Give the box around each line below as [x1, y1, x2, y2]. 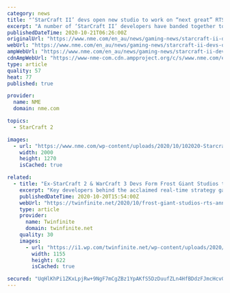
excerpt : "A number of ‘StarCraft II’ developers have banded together [7, 23, 216, 29]
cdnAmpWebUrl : [7, 55, 48, 62]
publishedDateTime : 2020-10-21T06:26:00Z [7, 29, 127, 36]
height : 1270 [19, 155, 57, 162]
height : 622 [31, 257, 66, 264]
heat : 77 [7, 73, 32, 81]
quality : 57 [7, 67, 41, 74]
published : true [7, 80, 53, 87]
